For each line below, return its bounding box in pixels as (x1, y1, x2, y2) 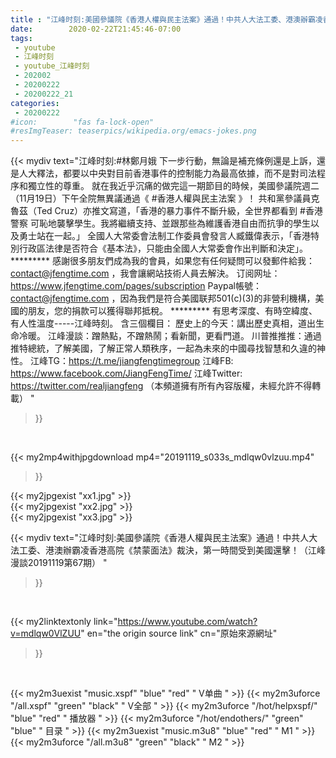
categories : (10, 98, 60, 108)
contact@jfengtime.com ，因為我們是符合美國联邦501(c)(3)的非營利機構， (10, 292, 316, 305)
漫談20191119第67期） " (10, 557, 108, 569)
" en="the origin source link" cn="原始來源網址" (80, 627, 278, 640)
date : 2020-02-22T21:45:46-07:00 (10, 24, 182, 34)
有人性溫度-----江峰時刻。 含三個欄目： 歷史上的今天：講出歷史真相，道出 (10, 317, 317, 330)
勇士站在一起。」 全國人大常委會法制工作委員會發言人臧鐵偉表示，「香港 (18, 230, 311, 242)
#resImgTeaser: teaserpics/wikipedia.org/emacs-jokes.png (10, 126, 257, 136)
